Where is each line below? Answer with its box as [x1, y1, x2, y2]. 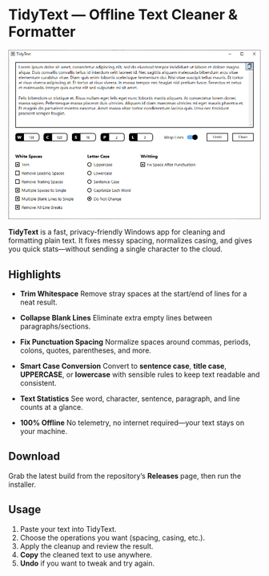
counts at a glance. [19, 402, 83, 411]
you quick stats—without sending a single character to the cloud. [8, 244, 223, 254]
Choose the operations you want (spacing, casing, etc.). [19, 533, 206, 542]
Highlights [8, 268, 62, 281]
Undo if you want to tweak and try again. [19, 558, 155, 568]
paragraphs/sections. [19, 321, 91, 331]
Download [8, 450, 60, 464]
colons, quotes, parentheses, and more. [19, 345, 152, 355]
